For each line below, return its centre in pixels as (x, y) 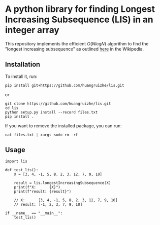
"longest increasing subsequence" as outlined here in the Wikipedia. (75, 49)
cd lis (12, 108)
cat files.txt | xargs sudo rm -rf (42, 135)
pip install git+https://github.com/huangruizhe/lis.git (65, 85)
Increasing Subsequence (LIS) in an (79, 19)
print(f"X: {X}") (37, 187)
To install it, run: (21, 76)
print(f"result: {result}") (43, 191)
